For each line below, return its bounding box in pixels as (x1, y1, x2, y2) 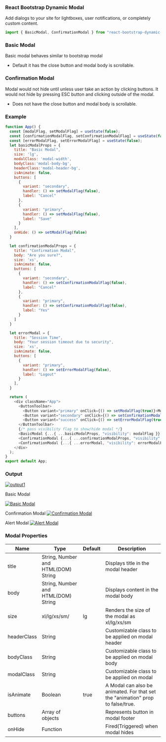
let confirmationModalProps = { (9, 244, 77, 248)
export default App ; (5, 459, 48, 464)
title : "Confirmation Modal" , (14, 248, 77, 253)
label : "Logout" (23, 372, 56, 377)
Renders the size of (105, 607, 151, 614)
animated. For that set (105, 688, 156, 695)
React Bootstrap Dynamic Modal (5, 4, 84, 11)
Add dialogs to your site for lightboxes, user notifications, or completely (5, 15, 151, 21)
